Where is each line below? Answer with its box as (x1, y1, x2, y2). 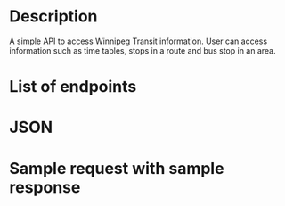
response (9, 177, 81, 197)
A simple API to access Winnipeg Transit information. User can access (9, 36, 268, 46)
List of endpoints (9, 77, 137, 97)
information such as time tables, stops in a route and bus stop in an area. (9, 45, 276, 55)
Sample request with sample (9, 158, 224, 178)
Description (9, 6, 98, 27)
